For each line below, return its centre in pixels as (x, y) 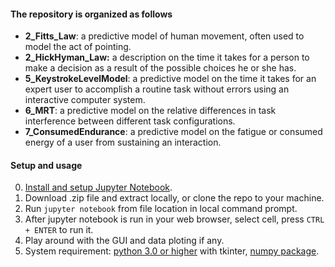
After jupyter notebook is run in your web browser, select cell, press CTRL (174, 219)
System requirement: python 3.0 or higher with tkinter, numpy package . (172, 251)
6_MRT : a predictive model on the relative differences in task (150, 111)
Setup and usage (46, 165)
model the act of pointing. (78, 47)
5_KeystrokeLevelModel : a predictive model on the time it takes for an (170, 79)
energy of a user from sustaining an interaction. (123, 142)
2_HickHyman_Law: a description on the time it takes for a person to (167, 57)
